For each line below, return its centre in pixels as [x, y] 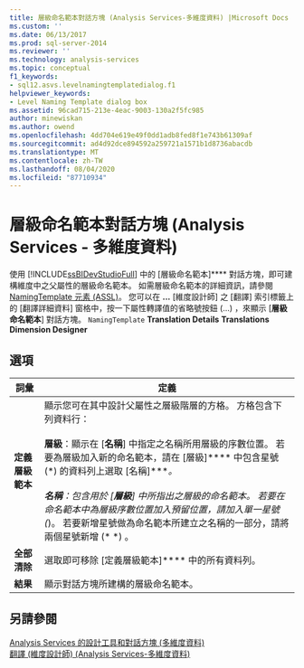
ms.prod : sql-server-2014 [58, 43]
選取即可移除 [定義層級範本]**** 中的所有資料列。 [152, 560]
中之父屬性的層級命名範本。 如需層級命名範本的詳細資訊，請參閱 [153, 286]
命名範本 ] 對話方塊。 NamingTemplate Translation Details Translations [139, 320]
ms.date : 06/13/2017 [48, 34]
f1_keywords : [34, 77]
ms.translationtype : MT [54, 152]
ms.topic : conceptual [50, 69]
